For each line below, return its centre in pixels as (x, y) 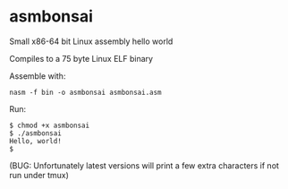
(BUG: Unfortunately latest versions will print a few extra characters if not (144, 165)
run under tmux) (39, 175)
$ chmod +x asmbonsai (50, 125)
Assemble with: (38, 76)
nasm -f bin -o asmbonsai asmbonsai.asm (86, 92)
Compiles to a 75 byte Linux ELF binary (81, 58)
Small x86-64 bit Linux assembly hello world (91, 41)
